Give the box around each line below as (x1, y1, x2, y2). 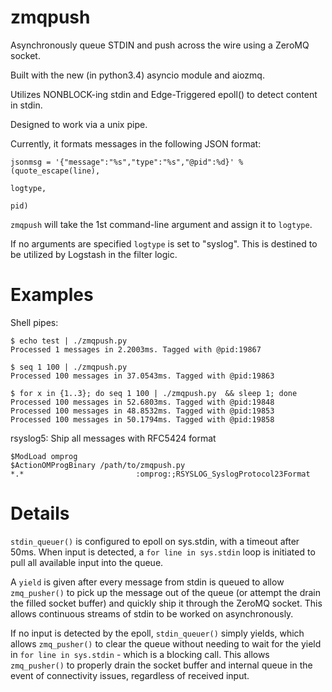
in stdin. (10, 99, 43, 111)
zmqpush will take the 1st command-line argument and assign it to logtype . (10, 218, 313, 230)
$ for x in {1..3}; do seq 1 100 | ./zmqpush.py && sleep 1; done (10, 388, 298, 398)
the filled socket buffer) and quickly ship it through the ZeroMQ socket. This (10, 597, 323, 609)
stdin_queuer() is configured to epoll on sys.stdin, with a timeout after (10, 535, 300, 547)
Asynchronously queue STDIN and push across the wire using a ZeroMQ (10, 39, 310, 51)
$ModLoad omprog (10, 451, 78, 461)
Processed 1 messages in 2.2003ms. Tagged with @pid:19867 (10, 344, 262, 355)
